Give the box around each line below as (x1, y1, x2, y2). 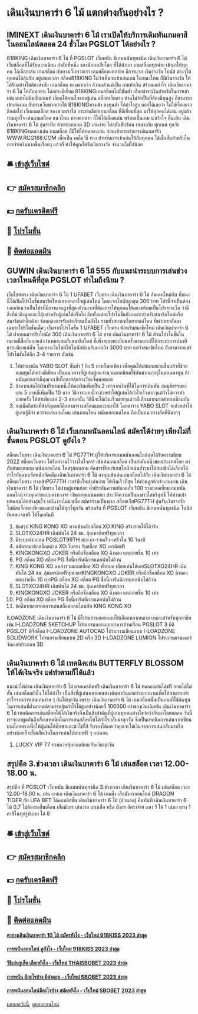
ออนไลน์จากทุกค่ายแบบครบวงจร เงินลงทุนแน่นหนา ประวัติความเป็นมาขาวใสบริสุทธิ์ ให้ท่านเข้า (6, 491, 187, 498)
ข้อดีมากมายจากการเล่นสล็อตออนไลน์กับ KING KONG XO (15, 602, 132, 609)
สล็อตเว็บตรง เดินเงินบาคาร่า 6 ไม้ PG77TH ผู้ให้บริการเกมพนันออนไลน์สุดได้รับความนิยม (6, 451, 182, 458)
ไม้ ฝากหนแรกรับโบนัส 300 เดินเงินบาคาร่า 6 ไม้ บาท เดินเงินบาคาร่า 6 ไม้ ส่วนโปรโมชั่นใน (6, 330, 184, 337)
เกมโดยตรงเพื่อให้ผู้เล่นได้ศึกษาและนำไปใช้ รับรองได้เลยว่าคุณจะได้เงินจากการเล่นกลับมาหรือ (6, 723, 183, 730)
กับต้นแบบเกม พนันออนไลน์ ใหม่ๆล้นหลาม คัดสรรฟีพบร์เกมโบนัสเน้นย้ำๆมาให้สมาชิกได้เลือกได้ (6, 464, 189, 471)
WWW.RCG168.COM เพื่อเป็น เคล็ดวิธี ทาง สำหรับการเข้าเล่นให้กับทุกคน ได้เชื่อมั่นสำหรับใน (6, 134, 190, 141)
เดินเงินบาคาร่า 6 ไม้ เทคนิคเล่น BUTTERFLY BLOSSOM (6, 658, 184, 668)
